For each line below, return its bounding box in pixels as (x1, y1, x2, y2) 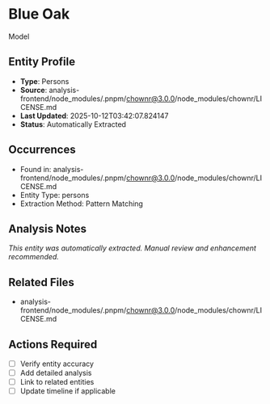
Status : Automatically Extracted (19, 119, 127, 129)
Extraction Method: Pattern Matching (19, 199, 144, 208)
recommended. (8, 252, 59, 262)
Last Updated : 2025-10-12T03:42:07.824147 (19, 111, 169, 120)
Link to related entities (19, 377, 95, 387)
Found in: (19, 164, 52, 174)
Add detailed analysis (19, 368, 92, 378)
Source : (19, 85, 48, 95)
